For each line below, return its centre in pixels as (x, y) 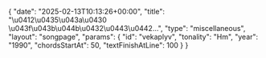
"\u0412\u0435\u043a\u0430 (57, 20)
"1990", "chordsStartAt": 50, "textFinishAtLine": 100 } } (98, 45)
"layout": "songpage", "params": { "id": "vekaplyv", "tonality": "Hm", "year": (133, 37)
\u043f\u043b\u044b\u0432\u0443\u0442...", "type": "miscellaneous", (127, 28)
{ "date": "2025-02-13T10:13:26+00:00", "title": (87, 12)
